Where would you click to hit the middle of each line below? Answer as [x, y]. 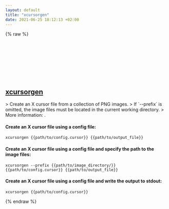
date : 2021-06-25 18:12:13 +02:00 [42, 19]
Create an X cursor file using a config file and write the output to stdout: [84, 181]
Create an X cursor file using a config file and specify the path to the [80, 149]
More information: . [26, 115]
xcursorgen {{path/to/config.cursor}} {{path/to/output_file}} [74, 138]
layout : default [23, 10]
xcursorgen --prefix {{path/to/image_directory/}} [61, 165]
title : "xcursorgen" [27, 15]
